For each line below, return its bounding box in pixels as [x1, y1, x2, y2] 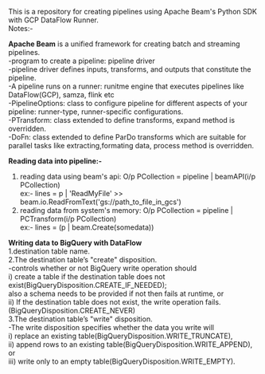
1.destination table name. [8, 246, 90, 256]
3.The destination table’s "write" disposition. [8, 314, 153, 324]
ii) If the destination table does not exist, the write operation [8, 297, 205, 306]
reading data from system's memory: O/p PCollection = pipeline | [19, 206, 233, 215]
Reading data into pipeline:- [8, 156, 102, 166]
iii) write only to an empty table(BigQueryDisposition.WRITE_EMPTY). [8, 356, 236, 366]
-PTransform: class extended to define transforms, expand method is [8, 116, 236, 124]
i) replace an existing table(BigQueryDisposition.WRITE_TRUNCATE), [8, 331, 233, 341]
